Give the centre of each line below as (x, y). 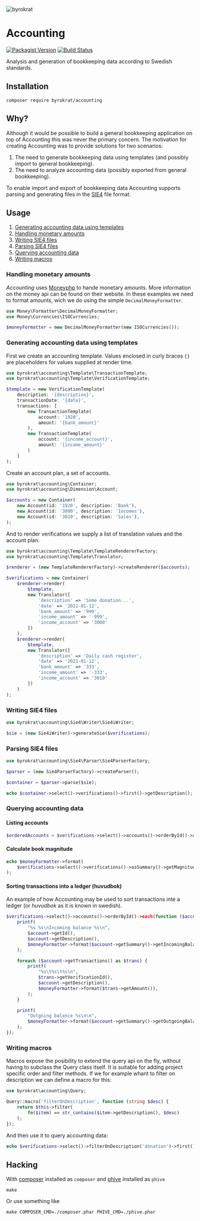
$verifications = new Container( (48, 578)
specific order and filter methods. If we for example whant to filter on (91, 1074)
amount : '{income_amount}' (71, 445)
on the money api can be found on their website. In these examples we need (100, 294)
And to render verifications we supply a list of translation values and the (94, 534)
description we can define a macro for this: (59, 1080)
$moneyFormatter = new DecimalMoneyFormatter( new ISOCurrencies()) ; (93, 327)
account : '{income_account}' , (75, 439)
